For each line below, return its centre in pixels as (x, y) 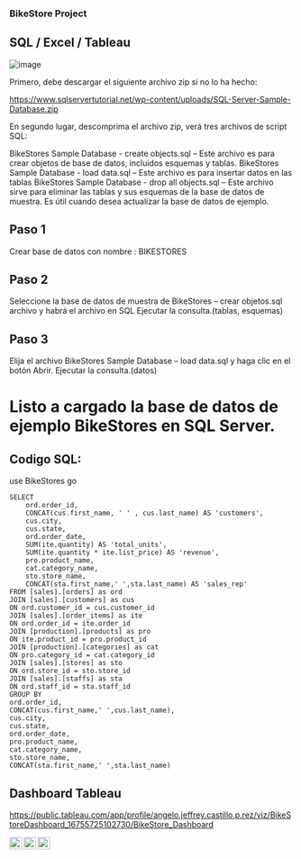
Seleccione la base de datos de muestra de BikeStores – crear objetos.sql (146, 301)
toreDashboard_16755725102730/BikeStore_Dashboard (112, 824)
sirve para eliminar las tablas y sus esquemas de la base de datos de (137, 191)
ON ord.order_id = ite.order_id (70, 624)
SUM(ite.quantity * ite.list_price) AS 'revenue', (123, 553)
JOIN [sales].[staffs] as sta (66, 679)
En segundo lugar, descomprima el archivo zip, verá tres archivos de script (148, 126)
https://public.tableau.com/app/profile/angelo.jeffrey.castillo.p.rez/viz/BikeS (150, 815)
